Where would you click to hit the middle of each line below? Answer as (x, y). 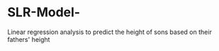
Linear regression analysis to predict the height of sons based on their (110, 32)
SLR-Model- (44, 12)
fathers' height (29, 39)
